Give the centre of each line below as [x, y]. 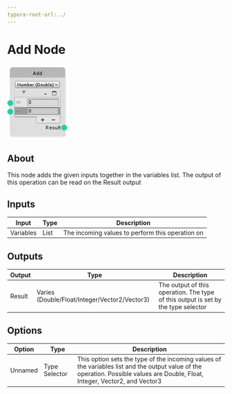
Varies [46, 292]
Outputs [25, 256]
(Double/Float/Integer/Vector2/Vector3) [93, 299]
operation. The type [186, 292]
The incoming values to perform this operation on [133, 233]
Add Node [37, 49]
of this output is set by [190, 299]
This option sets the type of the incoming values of [149, 359]
